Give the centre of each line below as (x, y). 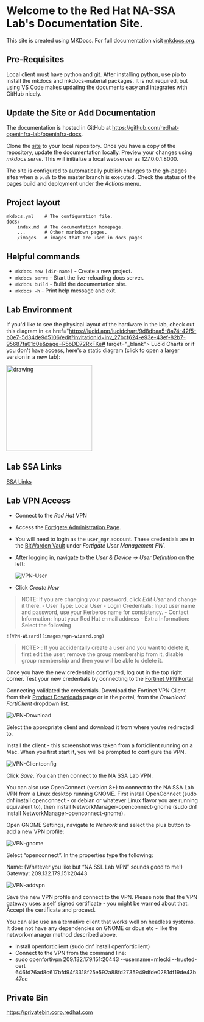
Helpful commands (43, 256)
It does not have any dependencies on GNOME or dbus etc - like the (92, 928)
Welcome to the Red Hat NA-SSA (91, 11)
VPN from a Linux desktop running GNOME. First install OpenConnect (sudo (101, 794)
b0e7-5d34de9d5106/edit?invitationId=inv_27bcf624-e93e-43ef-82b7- (96, 337)
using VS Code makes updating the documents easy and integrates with (97, 87)
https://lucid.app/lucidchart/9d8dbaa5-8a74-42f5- (133, 331)
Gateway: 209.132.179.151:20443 (47, 873)
